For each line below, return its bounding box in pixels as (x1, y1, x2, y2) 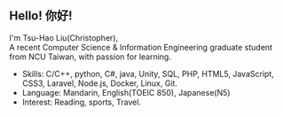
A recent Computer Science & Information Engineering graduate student (9, 42, 273, 52)
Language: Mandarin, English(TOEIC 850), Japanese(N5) (21, 87, 231, 97)
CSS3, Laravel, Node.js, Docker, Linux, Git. (21, 78, 177, 89)
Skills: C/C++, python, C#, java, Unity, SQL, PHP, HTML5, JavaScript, (21, 68, 275, 79)
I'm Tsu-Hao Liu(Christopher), (9, 32, 118, 43)
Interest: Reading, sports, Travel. (21, 97, 142, 107)
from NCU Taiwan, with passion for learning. (9, 51, 171, 62)
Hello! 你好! (9, 8, 73, 24)
